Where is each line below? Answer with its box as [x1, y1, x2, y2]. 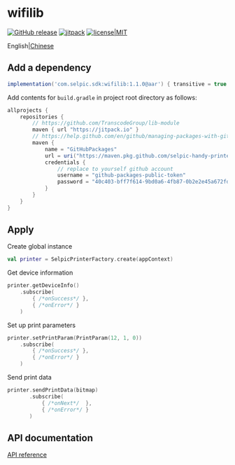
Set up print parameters [7, 321, 76, 329]
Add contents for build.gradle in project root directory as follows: [7, 93, 197, 102]
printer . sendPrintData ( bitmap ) [7, 387, 99, 394]
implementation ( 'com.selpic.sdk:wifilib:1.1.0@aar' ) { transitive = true [7, 81, 227, 88]
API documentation [7, 432, 93, 444]
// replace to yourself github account [57, 165, 173, 172]
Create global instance [7, 242, 73, 251]
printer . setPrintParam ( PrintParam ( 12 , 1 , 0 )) [7, 334, 142, 341]
